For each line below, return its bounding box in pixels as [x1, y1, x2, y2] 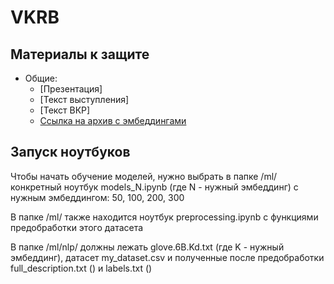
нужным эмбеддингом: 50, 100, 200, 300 [10, 191, 185, 203]
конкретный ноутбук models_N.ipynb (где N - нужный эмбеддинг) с [10, 181, 299, 193]
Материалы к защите [10, 46, 150, 63]
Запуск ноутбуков [10, 144, 131, 161]
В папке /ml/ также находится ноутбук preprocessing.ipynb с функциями [10, 211, 319, 223]
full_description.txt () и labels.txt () [10, 262, 153, 274]
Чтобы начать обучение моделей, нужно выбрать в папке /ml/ [10, 170, 278, 182]
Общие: [24, 72, 58, 84]
